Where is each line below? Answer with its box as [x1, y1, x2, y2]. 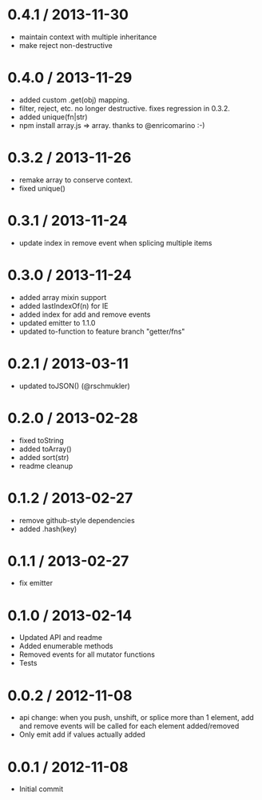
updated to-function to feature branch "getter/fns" [18, 326, 185, 336]
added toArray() [18, 444, 72, 454]
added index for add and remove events [18, 310, 151, 319]
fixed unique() [18, 183, 65, 193]
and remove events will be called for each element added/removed [18, 722, 240, 731]
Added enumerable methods [18, 642, 113, 651]
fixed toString [18, 435, 65, 445]
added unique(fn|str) [18, 112, 88, 122]
